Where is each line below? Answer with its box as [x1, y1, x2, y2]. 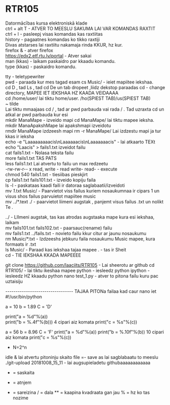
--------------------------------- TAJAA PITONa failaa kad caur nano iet [5, 288, 157, 294]
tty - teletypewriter [5, 73, 45, 79]
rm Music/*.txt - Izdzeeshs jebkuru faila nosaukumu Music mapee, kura [5, 236, 156, 242]
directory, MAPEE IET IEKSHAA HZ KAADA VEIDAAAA [5, 90, 119, 96]
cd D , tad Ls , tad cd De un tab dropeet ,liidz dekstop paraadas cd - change [5, 84, 165, 90]
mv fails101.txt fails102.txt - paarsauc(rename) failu [5, 225, 112, 231]
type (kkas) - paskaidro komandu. [5, 63, 77, 70]
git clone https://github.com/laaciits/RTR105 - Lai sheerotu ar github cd [5, 262, 155, 268]
